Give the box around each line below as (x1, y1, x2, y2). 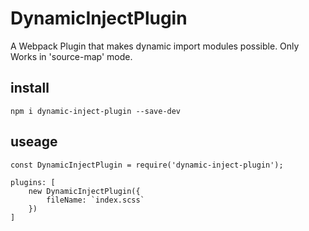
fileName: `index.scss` (46, 195, 145, 205)
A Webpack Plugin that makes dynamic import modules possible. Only (10, 40, 300, 52)
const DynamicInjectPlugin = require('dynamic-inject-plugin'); (10, 160, 284, 170)
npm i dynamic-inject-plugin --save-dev (10, 106, 182, 116)
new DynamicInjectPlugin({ (28, 186, 141, 196)
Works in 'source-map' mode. (10, 50, 133, 62)
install (10, 80, 50, 97)
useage (10, 133, 58, 151)
